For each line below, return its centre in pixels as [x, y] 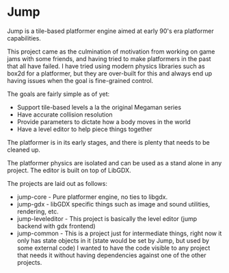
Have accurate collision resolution [65, 115]
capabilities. [24, 38]
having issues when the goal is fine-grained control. [80, 80]
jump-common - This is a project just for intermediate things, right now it [119, 233]
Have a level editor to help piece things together [84, 129]
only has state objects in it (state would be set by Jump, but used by [113, 240]
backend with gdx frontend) [56, 226]
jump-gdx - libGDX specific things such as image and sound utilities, [113, 204]
